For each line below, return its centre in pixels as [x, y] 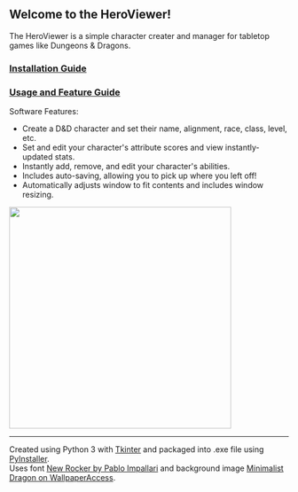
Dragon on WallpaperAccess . [63, 478]
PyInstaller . [30, 459]
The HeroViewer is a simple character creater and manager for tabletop [140, 35]
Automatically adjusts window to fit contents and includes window [143, 185]
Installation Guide [48, 68]
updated [37, 157]
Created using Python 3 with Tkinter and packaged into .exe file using [137, 449]
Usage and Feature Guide [65, 92]
